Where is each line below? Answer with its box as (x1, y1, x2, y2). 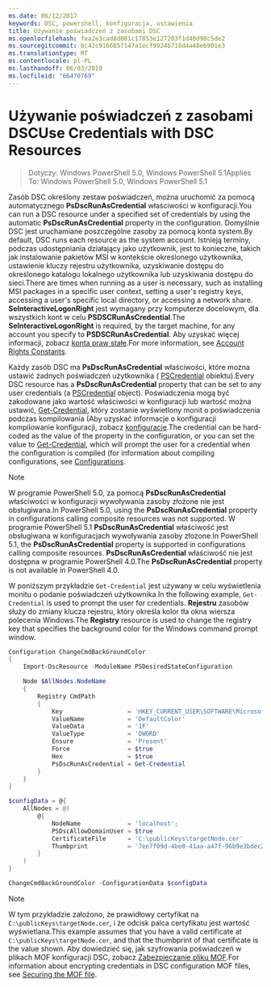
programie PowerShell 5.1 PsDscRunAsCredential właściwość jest (8, 522, 229, 531)
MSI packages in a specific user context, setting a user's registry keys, (8, 286, 244, 296)
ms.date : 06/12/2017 (8, 11, 78, 20)
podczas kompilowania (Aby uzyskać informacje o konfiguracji (8, 414, 216, 423)
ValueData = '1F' (51, 722, 150, 731)
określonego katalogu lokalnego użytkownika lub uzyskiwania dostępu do (8, 269, 254, 279)
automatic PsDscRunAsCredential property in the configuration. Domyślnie (8, 217, 260, 227)
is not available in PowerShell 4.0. (8, 565, 120, 574)
